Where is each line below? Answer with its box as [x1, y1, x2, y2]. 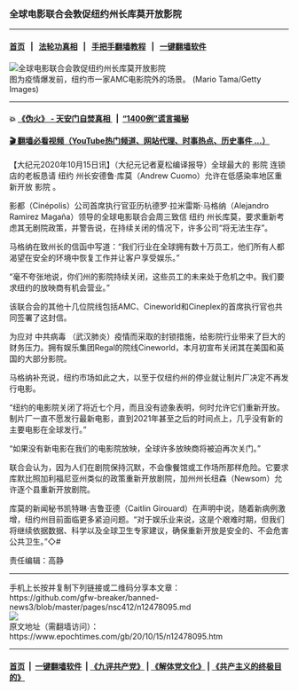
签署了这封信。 [16, 312, 72, 323]
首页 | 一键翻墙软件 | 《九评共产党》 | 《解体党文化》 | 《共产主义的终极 [9, 661, 275, 671]
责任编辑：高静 [9, 555, 64, 566]
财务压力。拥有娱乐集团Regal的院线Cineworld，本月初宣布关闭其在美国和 [9, 342, 277, 353]
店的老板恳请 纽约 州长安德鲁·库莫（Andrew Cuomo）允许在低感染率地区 [9, 170, 275, 181]
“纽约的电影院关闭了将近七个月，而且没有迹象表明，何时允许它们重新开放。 [9, 402, 286, 413]
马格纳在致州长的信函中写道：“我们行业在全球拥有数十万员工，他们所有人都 [9, 241, 286, 252]
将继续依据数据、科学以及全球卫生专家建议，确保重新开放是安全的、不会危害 [9, 525, 289, 536]
